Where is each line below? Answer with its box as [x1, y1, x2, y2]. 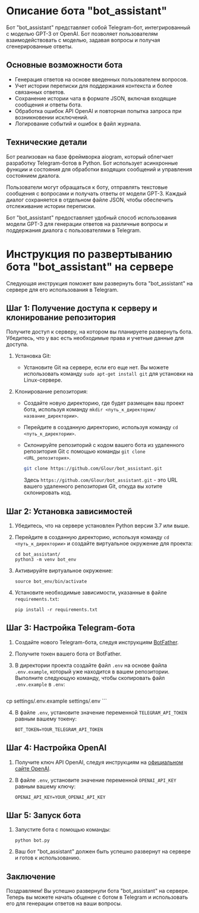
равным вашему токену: [14, 715, 77, 722]
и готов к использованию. [14, 854, 81, 861]
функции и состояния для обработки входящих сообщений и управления [6, 165, 192, 173]
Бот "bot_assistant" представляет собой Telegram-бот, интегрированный [6, 24, 191, 31]
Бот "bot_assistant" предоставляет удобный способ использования [6, 214, 177, 221]
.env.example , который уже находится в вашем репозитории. [14, 668, 170, 675]
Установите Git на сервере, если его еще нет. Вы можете [23, 364, 169, 371]
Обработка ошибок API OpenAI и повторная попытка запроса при [14, 107, 182, 114]
